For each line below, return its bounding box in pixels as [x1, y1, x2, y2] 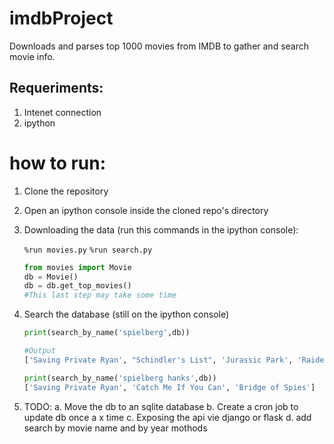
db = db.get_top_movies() [23, 281, 132, 291]
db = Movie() [23, 272, 79, 282]
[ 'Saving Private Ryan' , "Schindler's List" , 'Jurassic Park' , [23, 355, 294, 365]
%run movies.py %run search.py [23, 245, 153, 255]
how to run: [9, 152, 107, 174]
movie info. [9, 50, 56, 62]
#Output [23, 346, 56, 356]
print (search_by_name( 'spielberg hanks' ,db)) [23, 373, 217, 383]
